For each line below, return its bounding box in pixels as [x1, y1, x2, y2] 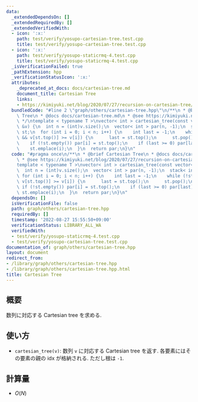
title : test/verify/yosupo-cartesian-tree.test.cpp [16, 42, 146, 48]
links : [16, 96, 33, 102]
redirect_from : [6, 255, 44, 261]
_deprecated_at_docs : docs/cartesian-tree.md [16, 85, 131, 91]
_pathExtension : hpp [11, 69, 62, 75]
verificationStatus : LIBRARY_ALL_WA [11, 222, 101, 228]
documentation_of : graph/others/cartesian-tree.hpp [6, 244, 136, 251]
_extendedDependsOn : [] [11, 14, 70, 20]
